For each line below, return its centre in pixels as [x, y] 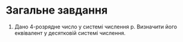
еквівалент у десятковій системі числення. [70, 33]
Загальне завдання [57, 10]
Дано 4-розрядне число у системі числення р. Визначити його [96, 27]
